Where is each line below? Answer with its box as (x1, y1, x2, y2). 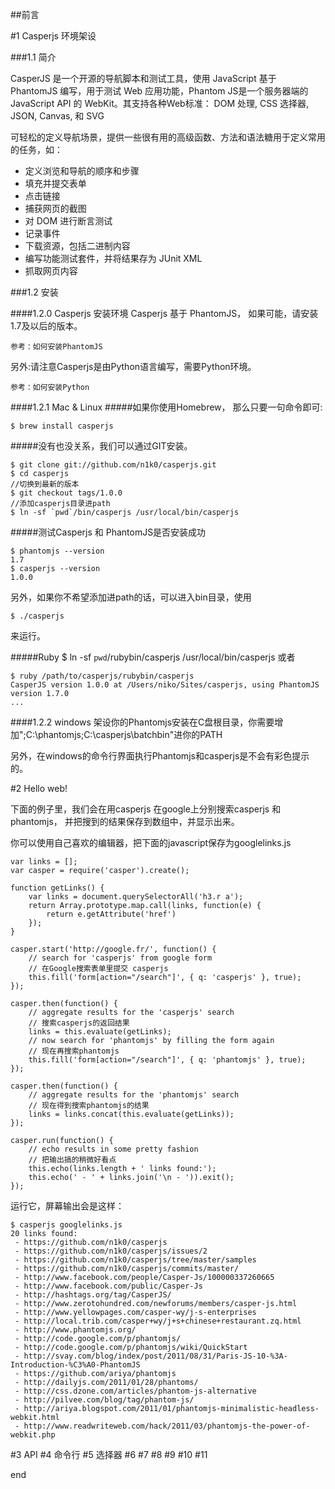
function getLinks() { (10, 883, 105, 893)
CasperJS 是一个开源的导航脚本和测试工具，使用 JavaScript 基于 (10, 73, 277, 84)
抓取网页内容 (24, 265, 78, 277)
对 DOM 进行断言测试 (24, 215, 113, 227)
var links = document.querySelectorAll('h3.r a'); (28, 892, 244, 902)
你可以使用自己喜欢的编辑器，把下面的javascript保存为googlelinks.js (10, 837, 292, 848)
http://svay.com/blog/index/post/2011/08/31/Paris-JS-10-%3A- (23, 1351, 288, 1361)
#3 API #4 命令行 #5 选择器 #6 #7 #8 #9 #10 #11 (10, 1449, 208, 1460)
